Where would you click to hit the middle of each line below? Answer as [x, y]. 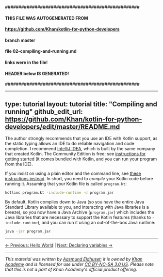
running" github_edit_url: [44, 112]
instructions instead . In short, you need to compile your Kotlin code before [79, 178]
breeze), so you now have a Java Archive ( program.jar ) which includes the [80, 212]
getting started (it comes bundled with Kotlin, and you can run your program [81, 159]
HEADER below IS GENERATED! [37, 73]
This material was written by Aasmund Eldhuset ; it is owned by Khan [74, 259]
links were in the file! [26, 62]
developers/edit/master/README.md [63, 127]
